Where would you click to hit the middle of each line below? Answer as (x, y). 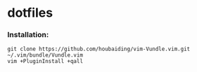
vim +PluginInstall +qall (45, 62)
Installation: (28, 35)
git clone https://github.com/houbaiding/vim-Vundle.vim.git (99, 49)
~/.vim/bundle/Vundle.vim (45, 55)
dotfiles (30, 13)
